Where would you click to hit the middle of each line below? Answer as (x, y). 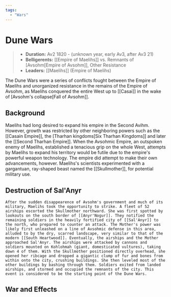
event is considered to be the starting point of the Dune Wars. (76, 274)
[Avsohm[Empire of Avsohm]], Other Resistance (76, 65)
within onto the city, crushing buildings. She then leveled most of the (86, 261)
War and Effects (31, 290)
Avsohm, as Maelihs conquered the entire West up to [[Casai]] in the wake (83, 91)
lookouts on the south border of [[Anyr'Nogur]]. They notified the (80, 216)
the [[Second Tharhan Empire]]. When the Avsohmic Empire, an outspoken (84, 142)
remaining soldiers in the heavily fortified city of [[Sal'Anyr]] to (82, 220)
